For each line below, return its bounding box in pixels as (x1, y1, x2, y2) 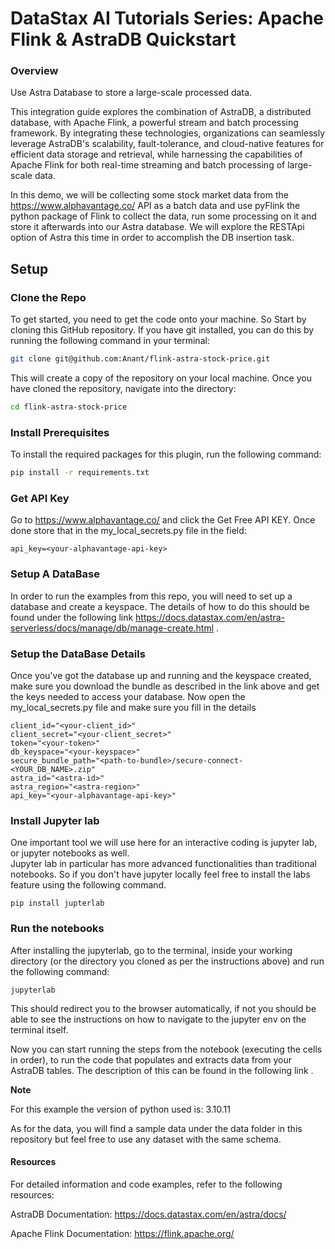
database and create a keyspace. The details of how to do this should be (10, 600, 310, 612)
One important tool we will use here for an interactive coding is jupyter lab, (10, 837, 318, 849)
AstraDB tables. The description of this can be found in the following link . (10, 1064, 314, 1076)
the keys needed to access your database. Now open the (10, 690, 246, 702)
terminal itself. (10, 1023, 69, 1036)
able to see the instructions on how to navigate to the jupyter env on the (10, 1013, 307, 1025)
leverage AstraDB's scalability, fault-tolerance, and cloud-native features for (10, 138, 325, 150)
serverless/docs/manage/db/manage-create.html (10, 622, 215, 634)
